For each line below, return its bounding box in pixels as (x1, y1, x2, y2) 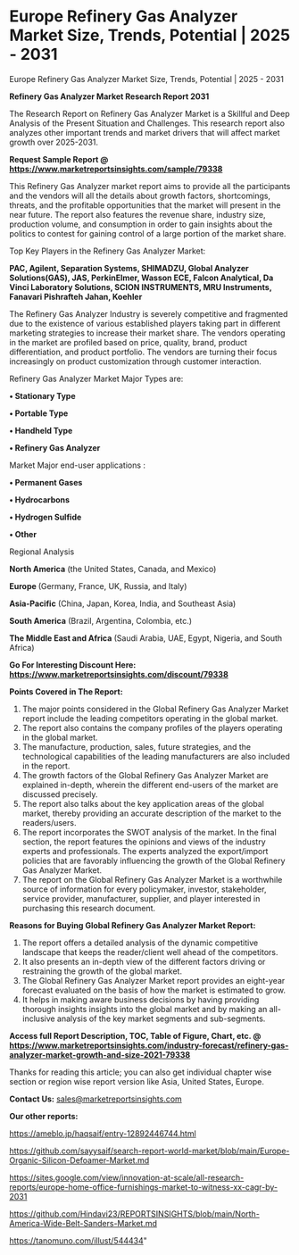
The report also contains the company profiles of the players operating (21, 722, 283, 733)
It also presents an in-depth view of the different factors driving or (21, 956, 266, 967)
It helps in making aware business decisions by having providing (21, 993, 260, 1005)
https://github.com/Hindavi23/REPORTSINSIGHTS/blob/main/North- (9, 1208, 261, 1219)
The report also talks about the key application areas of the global (21, 798, 265, 809)
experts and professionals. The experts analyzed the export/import (21, 845, 269, 856)
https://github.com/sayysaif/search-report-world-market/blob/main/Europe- (9, 1145, 290, 1156)
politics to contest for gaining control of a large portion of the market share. (9, 228, 287, 238)
